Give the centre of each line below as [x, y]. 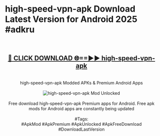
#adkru [20, 30]
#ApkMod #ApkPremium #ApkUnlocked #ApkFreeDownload [81, 124]
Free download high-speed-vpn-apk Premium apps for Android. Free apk [81, 103]
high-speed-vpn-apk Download [70, 9]
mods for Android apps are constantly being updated [81, 108]
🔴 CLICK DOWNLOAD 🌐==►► [54, 59]
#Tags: [81, 119]
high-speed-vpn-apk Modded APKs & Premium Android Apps [81, 83]
